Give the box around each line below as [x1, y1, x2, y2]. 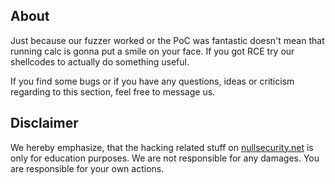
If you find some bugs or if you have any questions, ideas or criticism [10, 75, 295, 87]
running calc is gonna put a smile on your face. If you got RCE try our [10, 45, 295, 57]
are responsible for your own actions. [10, 162, 165, 174]
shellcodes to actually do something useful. [10, 55, 190, 68]
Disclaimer [10, 115, 79, 132]
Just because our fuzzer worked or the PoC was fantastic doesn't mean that [10, 34, 325, 46]
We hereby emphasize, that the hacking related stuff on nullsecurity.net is [10, 141, 314, 153]
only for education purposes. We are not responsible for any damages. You [10, 152, 320, 164]
